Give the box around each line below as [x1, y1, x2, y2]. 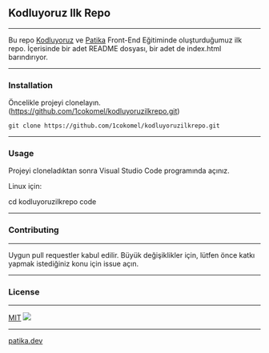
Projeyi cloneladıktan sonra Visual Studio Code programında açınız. [8, 166, 230, 175]
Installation [8, 79, 54, 90]
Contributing [8, 224, 59, 235]
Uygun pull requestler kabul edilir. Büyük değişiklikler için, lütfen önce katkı [8, 250, 255, 259]
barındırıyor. [8, 52, 48, 62]
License [8, 286, 40, 297]
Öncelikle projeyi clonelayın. [8, 98, 102, 107]
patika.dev [8, 336, 43, 345]
